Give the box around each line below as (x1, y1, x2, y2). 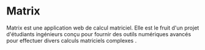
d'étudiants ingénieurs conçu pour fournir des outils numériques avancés (6, 30, 192, 37)
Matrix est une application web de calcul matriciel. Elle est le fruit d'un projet (6, 24, 199, 31)
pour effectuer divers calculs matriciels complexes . (6, 37, 137, 44)
